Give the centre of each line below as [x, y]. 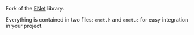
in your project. [24, 26]
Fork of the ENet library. [35, 8]
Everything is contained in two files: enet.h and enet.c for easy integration [97, 20]
